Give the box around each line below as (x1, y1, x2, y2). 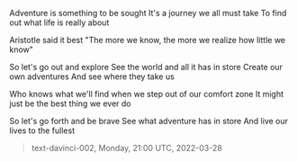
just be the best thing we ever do (9, 98, 132, 109)
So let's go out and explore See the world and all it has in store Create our (9, 62, 283, 72)
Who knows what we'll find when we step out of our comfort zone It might (9, 89, 284, 99)
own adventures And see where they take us (9, 71, 175, 82)
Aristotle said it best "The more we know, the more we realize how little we (9, 35, 286, 45)
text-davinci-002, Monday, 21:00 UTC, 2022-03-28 (31, 143, 222, 153)
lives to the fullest (9, 125, 75, 136)
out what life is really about (9, 17, 110, 28)
